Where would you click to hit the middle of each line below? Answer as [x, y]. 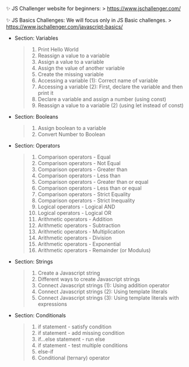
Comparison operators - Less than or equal [90, 188]
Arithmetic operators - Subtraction [79, 225]
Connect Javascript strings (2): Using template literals [103, 291]
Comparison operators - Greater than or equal [93, 182]
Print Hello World [58, 49]
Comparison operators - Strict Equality [84, 194]
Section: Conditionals [40, 315]
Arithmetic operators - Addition [75, 219]
